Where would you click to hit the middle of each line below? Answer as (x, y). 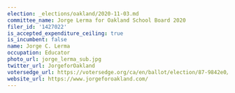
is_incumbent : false (37, 40)
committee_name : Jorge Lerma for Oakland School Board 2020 (97, 20)
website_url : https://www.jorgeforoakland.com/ (78, 79)
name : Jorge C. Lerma (39, 46)
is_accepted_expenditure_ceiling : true (65, 33)
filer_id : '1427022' (37, 27)
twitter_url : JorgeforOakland (51, 66)
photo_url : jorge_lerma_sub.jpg (54, 59)
